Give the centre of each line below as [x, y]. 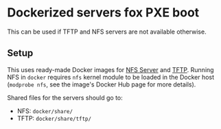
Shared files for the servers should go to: [65, 97]
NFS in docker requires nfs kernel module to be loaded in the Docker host [111, 77]
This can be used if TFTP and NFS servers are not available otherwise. [107, 32]
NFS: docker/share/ [45, 110]
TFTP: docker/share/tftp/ [54, 118]
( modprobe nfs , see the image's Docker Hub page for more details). [102, 84]
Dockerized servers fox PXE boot [103, 13]
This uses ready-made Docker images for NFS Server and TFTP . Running [110, 69]
